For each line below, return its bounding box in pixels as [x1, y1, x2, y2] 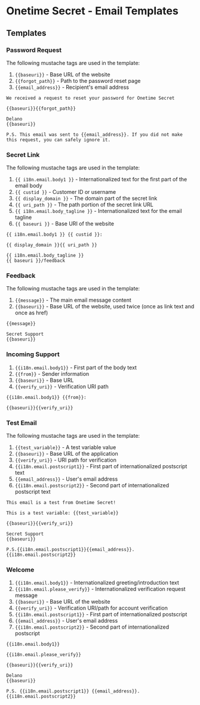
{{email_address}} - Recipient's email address [14, 84, 130, 91]
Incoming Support [6, 350, 60, 358]
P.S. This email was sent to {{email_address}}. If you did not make [6, 131, 183, 138]
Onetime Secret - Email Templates [6, 4, 179, 18]
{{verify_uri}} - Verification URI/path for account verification [14, 604, 168, 612]
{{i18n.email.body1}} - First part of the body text [14, 364, 137, 371]
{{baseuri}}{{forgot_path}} [6, 106, 76, 112]
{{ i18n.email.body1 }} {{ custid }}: [6, 231, 103, 238]
